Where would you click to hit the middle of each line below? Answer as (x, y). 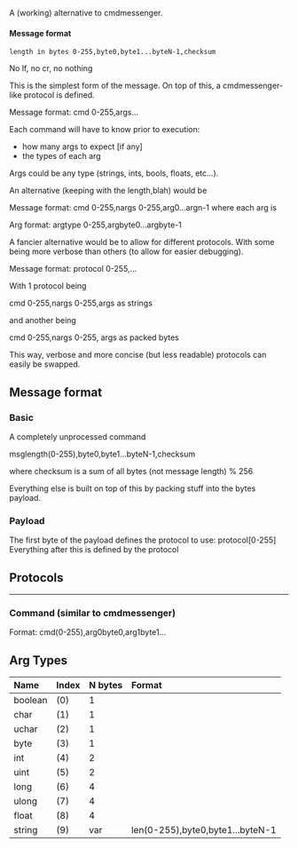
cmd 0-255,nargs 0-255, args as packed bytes (94, 337)
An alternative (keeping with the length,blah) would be (108, 191)
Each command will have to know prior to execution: (105, 130)
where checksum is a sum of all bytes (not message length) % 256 (131, 471)
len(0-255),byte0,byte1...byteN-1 (204, 830)
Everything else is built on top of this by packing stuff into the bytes (133, 488)
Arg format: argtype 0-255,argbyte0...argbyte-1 (95, 225)
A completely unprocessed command (78, 436)
